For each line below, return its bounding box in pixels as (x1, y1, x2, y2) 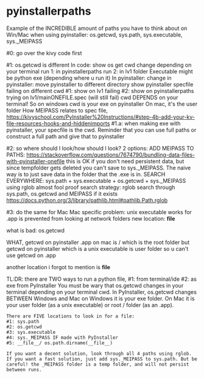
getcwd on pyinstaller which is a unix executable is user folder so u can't (6, 245, 189, 252)
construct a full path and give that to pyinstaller (6, 133, 125, 140)
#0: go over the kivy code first (6, 49, 82, 56)
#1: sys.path (6, 318, 40, 325)
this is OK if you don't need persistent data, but (66, 157, 185, 165)
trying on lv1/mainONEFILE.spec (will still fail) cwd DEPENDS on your (6, 94, 178, 101)
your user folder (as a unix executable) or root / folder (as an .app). (6, 301, 174, 308)
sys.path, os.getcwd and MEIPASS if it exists (6, 190, 118, 197)
